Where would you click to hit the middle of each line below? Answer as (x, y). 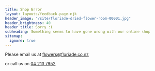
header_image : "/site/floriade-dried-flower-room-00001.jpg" (68, 18)
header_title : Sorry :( (29, 27)
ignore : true (23, 41)
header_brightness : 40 (28, 23)
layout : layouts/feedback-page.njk (41, 14)
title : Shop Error (23, 9)
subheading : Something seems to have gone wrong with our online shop (78, 32)
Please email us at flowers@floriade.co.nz (47, 54)
